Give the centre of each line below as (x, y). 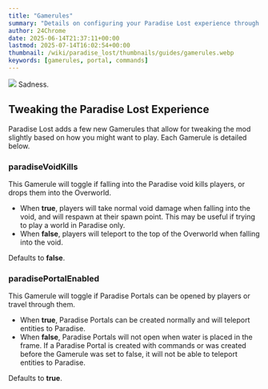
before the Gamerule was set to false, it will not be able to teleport (129, 355)
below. (19, 146)
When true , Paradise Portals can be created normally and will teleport (135, 320)
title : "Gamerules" (41, 16)
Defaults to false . (37, 257)
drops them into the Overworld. (60, 192)
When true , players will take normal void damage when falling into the (135, 208)
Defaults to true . (35, 379)
